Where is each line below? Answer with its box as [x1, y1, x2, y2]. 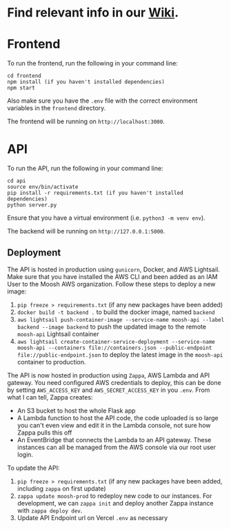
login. [17, 450, 33, 459]
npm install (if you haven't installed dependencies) [7, 79, 165, 85]
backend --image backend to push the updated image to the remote [17, 322, 207, 331]
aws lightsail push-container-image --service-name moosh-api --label [17, 316, 225, 323]
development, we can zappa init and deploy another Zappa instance [17, 499, 214, 507]
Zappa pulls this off [17, 428, 72, 437]
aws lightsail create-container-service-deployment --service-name [17, 338, 215, 345]
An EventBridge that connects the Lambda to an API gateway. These [17, 435, 212, 444]
